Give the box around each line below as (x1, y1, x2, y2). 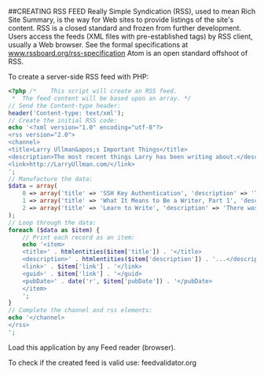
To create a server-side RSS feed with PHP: (8, 72, 149, 81)
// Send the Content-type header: (8, 101, 122, 109)
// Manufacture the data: (8, 175, 93, 183)
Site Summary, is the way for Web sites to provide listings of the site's (8, 15, 234, 24)
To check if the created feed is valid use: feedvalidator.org (8, 358, 197, 367)
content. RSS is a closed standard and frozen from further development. (8, 24, 242, 32)
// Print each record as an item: (22, 233, 135, 241)
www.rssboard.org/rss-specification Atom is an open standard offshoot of (8, 49, 248, 57)
